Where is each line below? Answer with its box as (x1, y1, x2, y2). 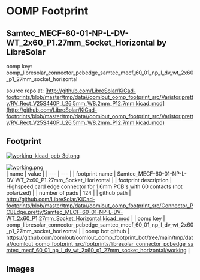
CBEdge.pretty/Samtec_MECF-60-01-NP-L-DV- (6, 208, 123, 215)
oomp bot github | (85, 227, 130, 234)
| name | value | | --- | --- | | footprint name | (6, 170, 116, 177)
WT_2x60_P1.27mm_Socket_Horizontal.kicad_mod (6, 215, 130, 222)
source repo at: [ (6, 87, 47, 94)
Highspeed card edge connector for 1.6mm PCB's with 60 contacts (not (6, 183, 183, 190)
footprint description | (118, 176, 172, 183)
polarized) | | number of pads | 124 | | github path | (6, 189, 131, 196)
